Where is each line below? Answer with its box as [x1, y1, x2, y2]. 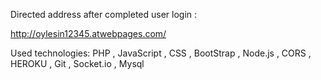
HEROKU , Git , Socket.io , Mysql [10, 58, 145, 69]
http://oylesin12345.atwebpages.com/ [10, 28, 167, 39]
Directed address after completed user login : [10, 9, 198, 20]
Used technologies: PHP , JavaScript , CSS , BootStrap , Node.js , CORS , [10, 47, 312, 59]
